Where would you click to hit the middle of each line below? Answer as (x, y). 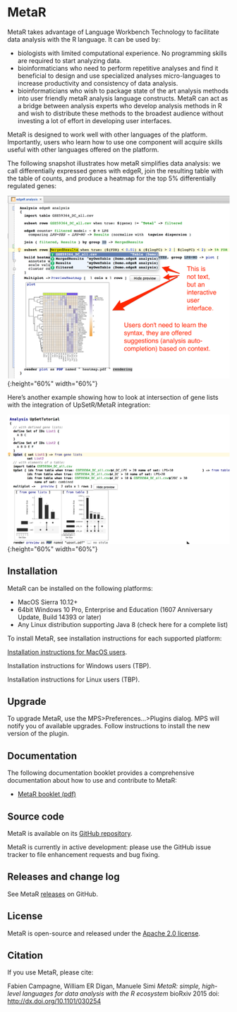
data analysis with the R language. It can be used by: (84, 39)
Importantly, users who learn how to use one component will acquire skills (115, 142)
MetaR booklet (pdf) (47, 794)
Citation (25, 955)
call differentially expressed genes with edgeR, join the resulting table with (115, 171)
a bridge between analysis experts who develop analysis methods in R (120, 105)
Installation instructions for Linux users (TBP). (73, 679)
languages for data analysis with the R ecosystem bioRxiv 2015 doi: (121, 994)
